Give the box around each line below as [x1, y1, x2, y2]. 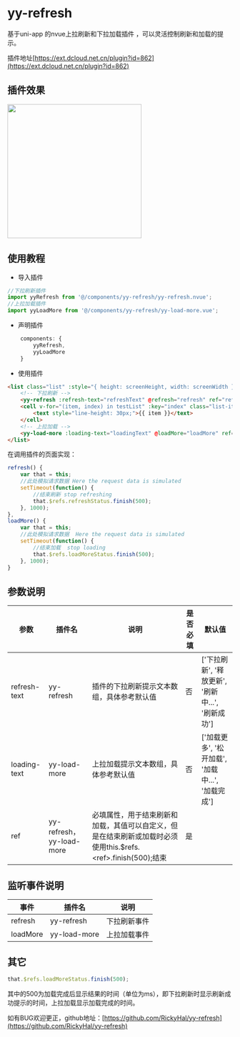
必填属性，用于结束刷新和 [91, 810, 179, 820]
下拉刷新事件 [106, 916, 150, 926]
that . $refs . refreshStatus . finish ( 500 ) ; [33, 497, 152, 505]
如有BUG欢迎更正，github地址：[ [7, 1013, 105, 1022]
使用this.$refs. [91, 842, 141, 852]
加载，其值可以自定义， [91, 820, 171, 830]
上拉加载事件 [106, 930, 150, 940]
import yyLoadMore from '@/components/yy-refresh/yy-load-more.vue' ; [7, 307, 219, 314]
